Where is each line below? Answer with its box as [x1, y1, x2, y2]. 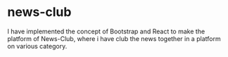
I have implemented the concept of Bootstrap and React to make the [7, 27, 205, 35]
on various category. [7, 42, 68, 50]
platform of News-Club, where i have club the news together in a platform [7, 34, 221, 42]
